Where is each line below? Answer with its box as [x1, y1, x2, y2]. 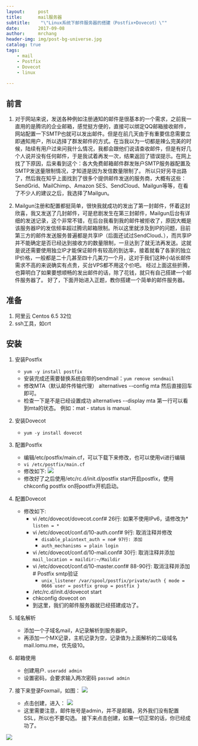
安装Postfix [14, 356, 43, 363]
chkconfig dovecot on [32, 595, 86, 602]
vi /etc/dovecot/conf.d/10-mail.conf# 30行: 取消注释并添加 [32, 549, 175, 556]
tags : [6, 48, 20, 53]
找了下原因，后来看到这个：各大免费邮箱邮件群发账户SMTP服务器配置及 [14, 160, 191, 167]
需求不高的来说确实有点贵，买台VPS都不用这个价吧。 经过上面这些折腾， [14, 261, 193, 268]
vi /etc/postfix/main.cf [23, 461, 85, 467]
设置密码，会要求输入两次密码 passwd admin [23, 674, 130, 681]
